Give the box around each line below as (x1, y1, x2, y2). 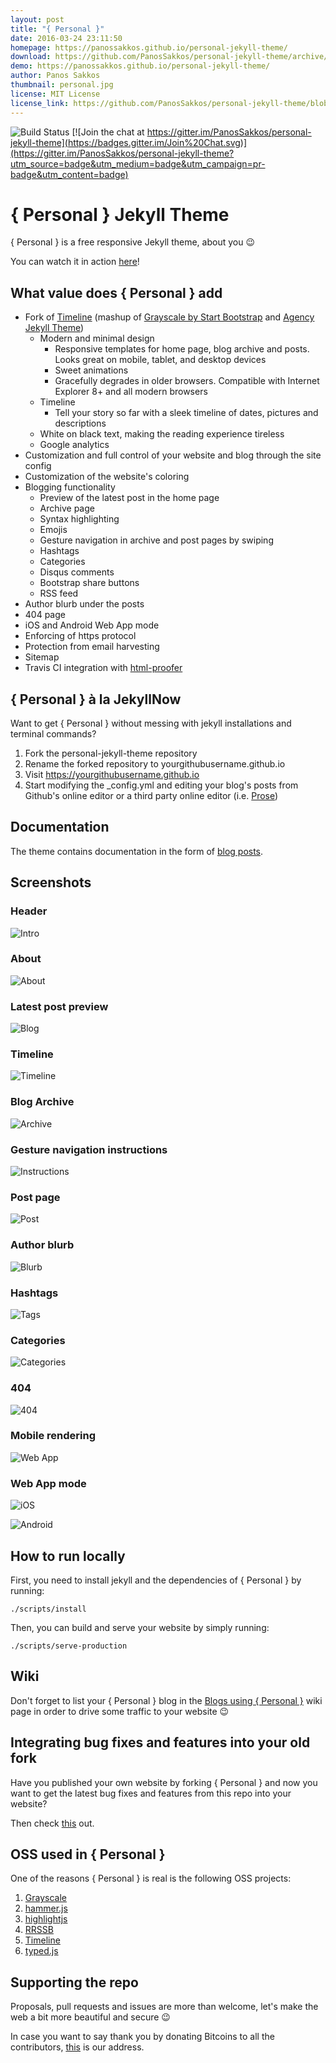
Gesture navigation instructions (10, 1142, 168, 1156)
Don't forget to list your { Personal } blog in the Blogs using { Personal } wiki (10, 1694, 323, 1706)
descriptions (54, 417, 107, 430)
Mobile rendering (10, 1429, 97, 1443)
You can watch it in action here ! (10, 256, 140, 268)
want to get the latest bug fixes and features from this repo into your (10, 1787, 292, 1799)
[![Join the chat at (71, 126, 145, 138)
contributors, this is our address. (10, 2041, 145, 2053)
